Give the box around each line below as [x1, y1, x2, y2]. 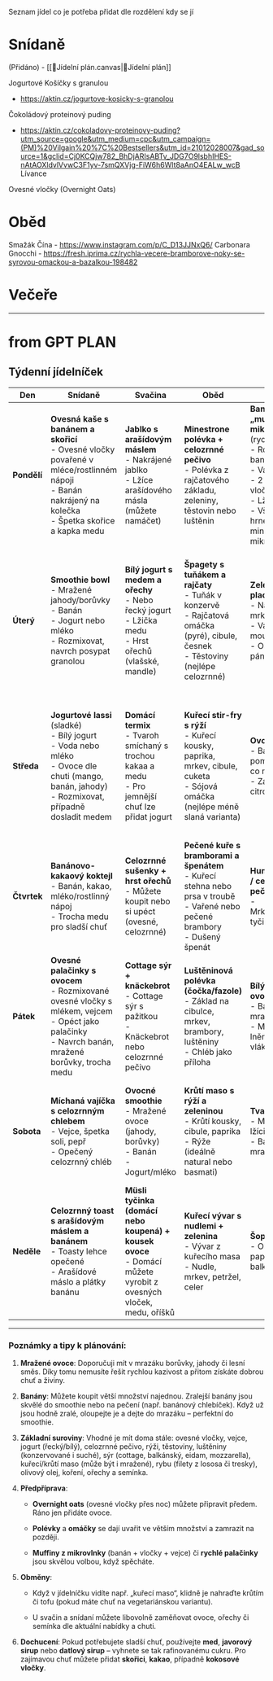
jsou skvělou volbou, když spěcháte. [32, 1556, 154, 1566]
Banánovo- [50, 860, 96, 871]
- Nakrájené [124, 453, 172, 465]
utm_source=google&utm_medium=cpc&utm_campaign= [19, 134, 211, 143]
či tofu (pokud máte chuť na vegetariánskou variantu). [32, 1597, 214, 1607]
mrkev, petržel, [184, 1271, 241, 1282]
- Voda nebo [50, 740, 100, 751]
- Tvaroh [124, 729, 160, 741]
